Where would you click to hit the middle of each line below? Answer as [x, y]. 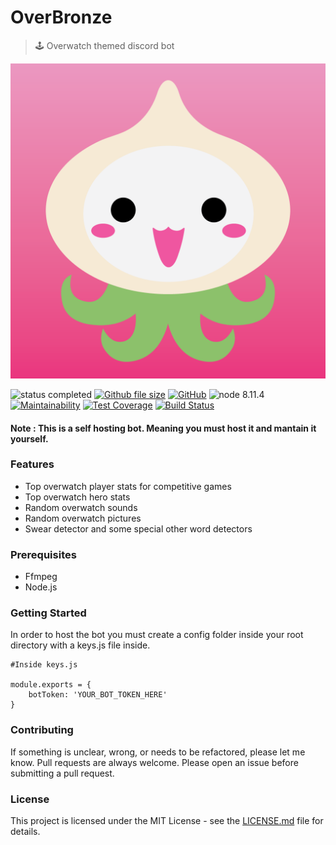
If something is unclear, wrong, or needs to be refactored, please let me [158, 752]
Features [32, 464]
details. [25, 832]
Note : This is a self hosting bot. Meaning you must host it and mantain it [163, 428]
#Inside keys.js [44, 665]
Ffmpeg [41, 577]
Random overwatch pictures [83, 518]
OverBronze [61, 17]
